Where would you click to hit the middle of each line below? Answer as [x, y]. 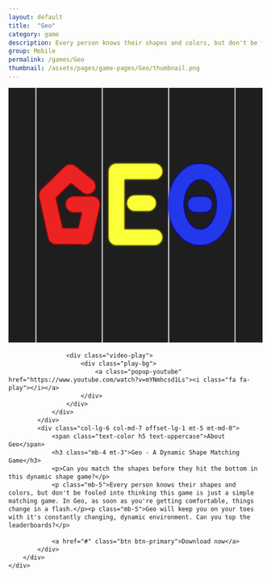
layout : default [35, 17]
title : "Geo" [32, 25]
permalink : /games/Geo [46, 60]
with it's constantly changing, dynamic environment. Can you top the [129, 517]
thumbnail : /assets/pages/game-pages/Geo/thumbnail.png [104, 69]
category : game [34, 34]
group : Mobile [32, 51]
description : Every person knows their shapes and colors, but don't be [133, 43]
